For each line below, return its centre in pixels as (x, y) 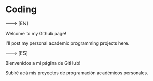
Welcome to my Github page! (36, 33)
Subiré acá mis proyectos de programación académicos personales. (77, 73)
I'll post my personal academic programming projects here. (67, 43)
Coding (21, 9)
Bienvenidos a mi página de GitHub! (43, 63)
